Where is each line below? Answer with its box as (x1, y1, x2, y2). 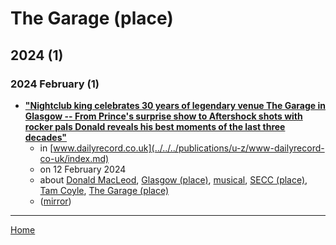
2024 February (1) (10, 77, 100, 91)
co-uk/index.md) (39, 152, 110, 164)
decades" (24, 131, 68, 143)
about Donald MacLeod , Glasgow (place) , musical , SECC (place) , (39, 173, 308, 186)
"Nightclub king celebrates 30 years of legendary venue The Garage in (24, 99, 327, 111)
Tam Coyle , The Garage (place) (39, 184, 170, 196)
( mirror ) (39, 195, 72, 207)
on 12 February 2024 (39, 163, 127, 175)
